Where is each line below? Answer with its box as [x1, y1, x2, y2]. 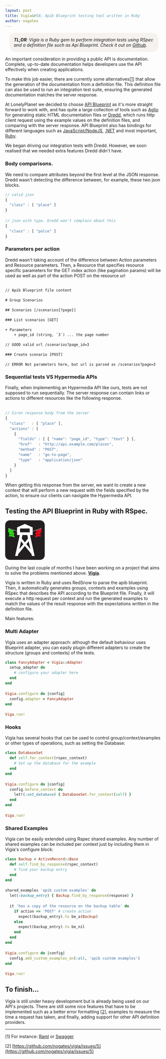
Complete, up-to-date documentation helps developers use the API [5, 61, 142, 67]
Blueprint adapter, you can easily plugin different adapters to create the [5, 645, 151, 650]
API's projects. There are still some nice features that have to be [5, 1004, 136, 1010]
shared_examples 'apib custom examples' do [5, 888, 96, 893]
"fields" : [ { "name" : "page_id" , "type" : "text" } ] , [18, 437, 136, 442]
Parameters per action [5, 245, 60, 252]
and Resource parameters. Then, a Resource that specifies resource [5, 262, 144, 268]
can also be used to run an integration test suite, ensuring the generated [5, 87, 152, 92]
